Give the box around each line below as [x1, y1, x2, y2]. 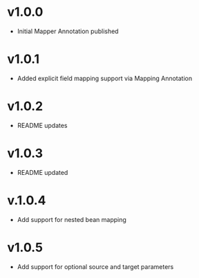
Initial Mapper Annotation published [17, 27, 119, 35]
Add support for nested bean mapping [17, 215, 126, 223]
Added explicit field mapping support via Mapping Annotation [17, 74, 192, 82]
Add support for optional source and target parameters [17, 262, 174, 270]
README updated [17, 168, 68, 176]
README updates [17, 121, 68, 129]
